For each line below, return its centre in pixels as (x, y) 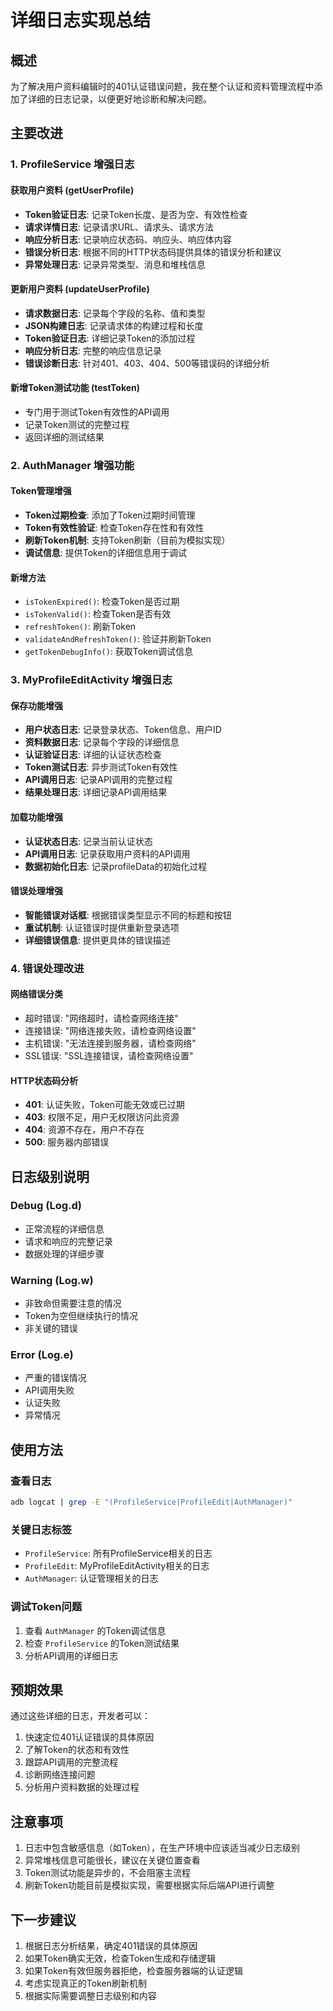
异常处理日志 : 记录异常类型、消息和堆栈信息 (115, 264)
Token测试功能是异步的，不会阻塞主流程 (107, 1873)
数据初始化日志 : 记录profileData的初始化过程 (116, 866)
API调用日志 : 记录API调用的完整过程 (98, 780)
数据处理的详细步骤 (64, 1253)
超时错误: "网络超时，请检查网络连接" (101, 1018)
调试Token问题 (46, 1607)
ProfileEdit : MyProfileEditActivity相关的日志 (117, 1566)
